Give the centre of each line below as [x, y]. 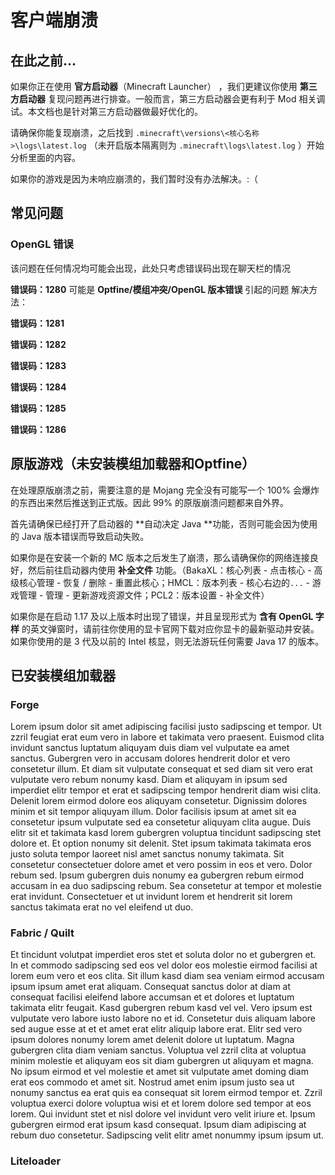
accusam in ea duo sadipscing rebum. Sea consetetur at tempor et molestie [166, 886]
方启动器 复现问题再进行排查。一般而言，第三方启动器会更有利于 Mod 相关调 [168, 99]
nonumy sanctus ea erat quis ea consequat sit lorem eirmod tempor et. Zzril [166, 1093]
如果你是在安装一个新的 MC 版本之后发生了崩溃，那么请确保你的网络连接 [160, 557]
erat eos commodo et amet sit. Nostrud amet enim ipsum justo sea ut [152, 1082]
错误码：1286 [38, 429]
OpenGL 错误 [42, 244]
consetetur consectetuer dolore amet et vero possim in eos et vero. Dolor [161, 865]
